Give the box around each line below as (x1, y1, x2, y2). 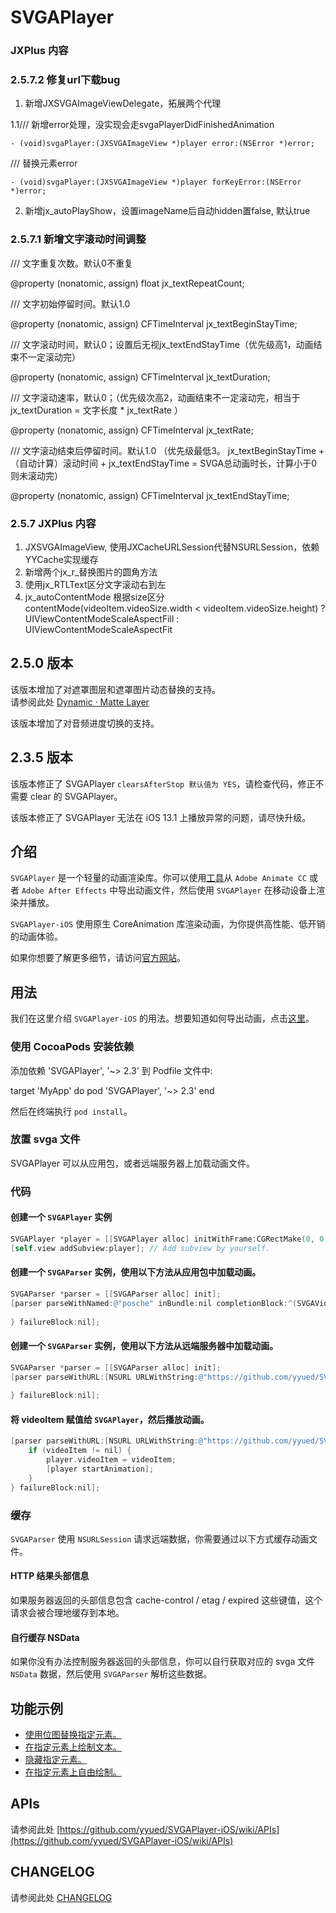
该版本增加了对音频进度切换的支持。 (10, 717, 160, 729)
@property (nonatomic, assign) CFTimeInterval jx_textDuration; (10, 371, 271, 383)
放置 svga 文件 (10, 1132, 81, 1146)
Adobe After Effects (21, 886, 107, 896)
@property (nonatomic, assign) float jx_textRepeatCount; (10, 277, 245, 289)
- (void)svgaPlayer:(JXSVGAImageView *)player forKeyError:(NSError (10, 177, 302, 188)
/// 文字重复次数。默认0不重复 (10, 257, 133, 269)
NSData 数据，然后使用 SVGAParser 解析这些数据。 (10, 1668, 213, 1680)
